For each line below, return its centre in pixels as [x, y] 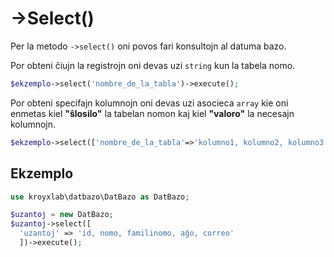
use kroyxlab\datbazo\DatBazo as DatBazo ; [100, 197]
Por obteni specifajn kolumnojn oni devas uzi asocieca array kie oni [149, 103]
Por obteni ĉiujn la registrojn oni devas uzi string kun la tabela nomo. [153, 65]
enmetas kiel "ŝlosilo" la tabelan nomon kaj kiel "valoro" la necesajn [152, 113]
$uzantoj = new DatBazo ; [62, 215]
